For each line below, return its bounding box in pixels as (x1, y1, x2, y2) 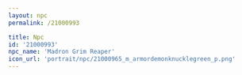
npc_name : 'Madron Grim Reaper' (8, 48, 115, 56)
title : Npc (8, 33, 44, 41)
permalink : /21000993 (8, 19, 80, 27)
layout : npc (8, 11, 48, 20)
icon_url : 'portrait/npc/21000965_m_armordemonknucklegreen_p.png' (8, 55, 236, 63)
